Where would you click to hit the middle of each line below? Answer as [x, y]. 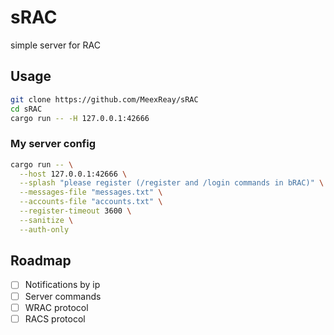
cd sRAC [26, 109]
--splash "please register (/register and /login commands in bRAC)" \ [172, 183]
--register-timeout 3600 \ [75, 211]
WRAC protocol [56, 307]
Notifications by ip [62, 285]
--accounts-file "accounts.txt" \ [91, 202]
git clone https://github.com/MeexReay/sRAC [104, 99]
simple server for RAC [55, 45]
